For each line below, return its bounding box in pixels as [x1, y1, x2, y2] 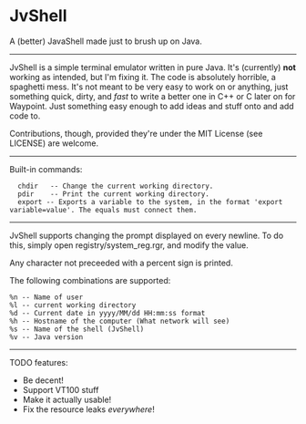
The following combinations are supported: [9, 274, 171, 285]
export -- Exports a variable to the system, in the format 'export [17, 197, 283, 206]
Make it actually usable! [22, 394, 112, 405]
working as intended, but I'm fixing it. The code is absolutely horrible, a [9, 71, 276, 82]
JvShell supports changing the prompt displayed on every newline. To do [9, 230, 284, 241]
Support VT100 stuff [22, 384, 99, 395]
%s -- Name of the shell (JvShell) [9, 325, 145, 334]
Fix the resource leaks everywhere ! [22, 403, 155, 415]
